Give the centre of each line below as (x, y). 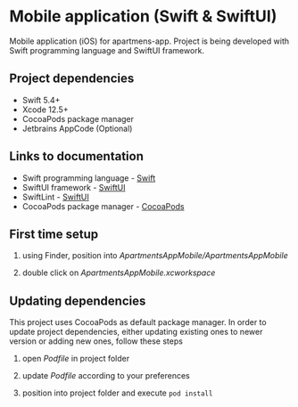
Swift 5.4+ (41, 100)
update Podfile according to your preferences (106, 376)
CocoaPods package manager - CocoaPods (103, 206)
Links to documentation (77, 156)
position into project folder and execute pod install (117, 393)
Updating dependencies (78, 301)
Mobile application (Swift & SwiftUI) (143, 16)
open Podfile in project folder (76, 359)
